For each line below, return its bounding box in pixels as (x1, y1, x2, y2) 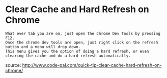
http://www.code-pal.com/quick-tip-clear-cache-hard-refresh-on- (22, 62, 162, 68)
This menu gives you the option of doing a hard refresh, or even (5, 49, 149, 54)
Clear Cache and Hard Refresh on (5, 4, 149, 15)
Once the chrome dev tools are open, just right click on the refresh (5, 40, 158, 45)
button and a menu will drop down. (5, 44, 81, 49)
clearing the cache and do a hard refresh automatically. (5, 53, 131, 58)
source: (5, 62, 21, 68)
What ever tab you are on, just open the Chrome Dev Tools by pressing (5, 31, 160, 36)
